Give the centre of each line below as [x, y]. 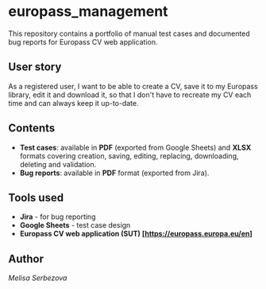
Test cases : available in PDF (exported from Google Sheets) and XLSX [135, 147]
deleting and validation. [58, 164]
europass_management [88, 12]
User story [35, 67]
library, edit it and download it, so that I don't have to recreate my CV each [130, 95]
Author [26, 258]
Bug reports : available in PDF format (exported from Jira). [114, 173]
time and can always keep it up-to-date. [73, 103]
